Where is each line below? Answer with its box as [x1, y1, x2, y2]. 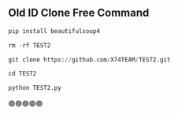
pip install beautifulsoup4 [8, 27, 101, 35]
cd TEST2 [8, 70, 37, 78]
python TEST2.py [8, 84, 61, 92]
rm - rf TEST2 [8, 41, 51, 50]
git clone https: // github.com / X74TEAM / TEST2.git [8, 55, 171, 64]
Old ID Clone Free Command [8, 6, 150, 20]
